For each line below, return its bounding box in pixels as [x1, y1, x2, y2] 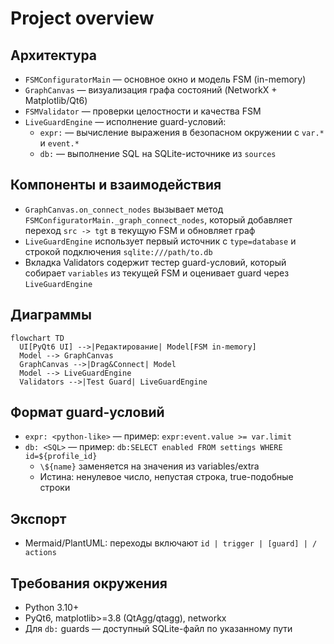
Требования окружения [10, 575, 168, 592]
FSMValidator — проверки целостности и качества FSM [24, 105, 262, 117]
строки [39, 482, 71, 494]
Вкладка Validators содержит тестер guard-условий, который [24, 256, 287, 268]
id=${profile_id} [24, 452, 98, 462]
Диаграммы [10, 307, 92, 324]
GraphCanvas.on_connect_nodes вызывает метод [24, 203, 224, 215]
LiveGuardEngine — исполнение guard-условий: [24, 116, 227, 127]
